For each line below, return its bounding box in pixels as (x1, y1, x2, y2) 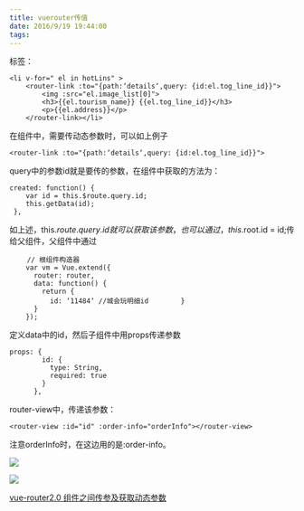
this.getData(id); (25, 200, 95, 209)
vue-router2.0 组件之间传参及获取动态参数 (9, 492, 167, 503)
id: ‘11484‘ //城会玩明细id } (49, 297, 185, 306)
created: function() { (9, 184, 95, 193)
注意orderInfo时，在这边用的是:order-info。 (9, 440, 172, 450)
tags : (9, 30, 30, 39)
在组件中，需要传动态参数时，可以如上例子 (9, 130, 168, 141)
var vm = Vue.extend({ (25, 263, 111, 272)
